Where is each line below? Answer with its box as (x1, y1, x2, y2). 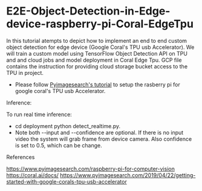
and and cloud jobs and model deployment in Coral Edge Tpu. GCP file (6, 56, 182, 63)
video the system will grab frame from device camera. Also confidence (15, 135, 192, 143)
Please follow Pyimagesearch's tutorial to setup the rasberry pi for (15, 80, 180, 88)
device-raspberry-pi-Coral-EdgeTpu (6, 17, 194, 31)
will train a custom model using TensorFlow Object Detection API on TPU (6, 50, 187, 57)
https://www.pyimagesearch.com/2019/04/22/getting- (60, 171, 196, 179)
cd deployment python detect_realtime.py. (15, 122, 121, 129)
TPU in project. (6, 69, 44, 76)
